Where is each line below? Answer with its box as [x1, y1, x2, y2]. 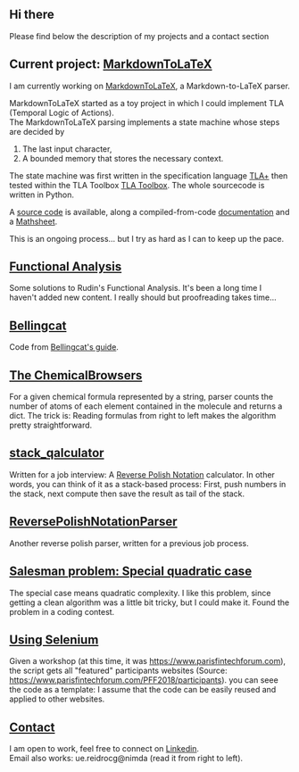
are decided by [9, 126, 65, 137]
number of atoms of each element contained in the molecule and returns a [9, 401, 283, 411]
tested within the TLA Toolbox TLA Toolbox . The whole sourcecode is [9, 179, 265, 190]
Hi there [9, 7, 55, 22]
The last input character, [21, 143, 112, 154]
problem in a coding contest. [9, 606, 115, 617]
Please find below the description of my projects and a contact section [9, 30, 270, 41]
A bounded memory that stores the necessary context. [21, 153, 224, 163]
